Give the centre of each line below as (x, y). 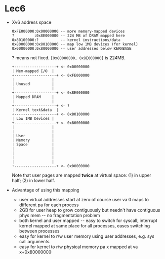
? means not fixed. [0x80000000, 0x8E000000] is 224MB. (68, 58)
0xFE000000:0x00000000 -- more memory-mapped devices (68, 31)
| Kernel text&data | (35, 110)
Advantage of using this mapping (45, 190)
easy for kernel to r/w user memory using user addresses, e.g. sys (87, 236)
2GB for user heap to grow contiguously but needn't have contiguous (90, 210)
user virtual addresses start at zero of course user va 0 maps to (84, 199)
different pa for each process (49, 205)
